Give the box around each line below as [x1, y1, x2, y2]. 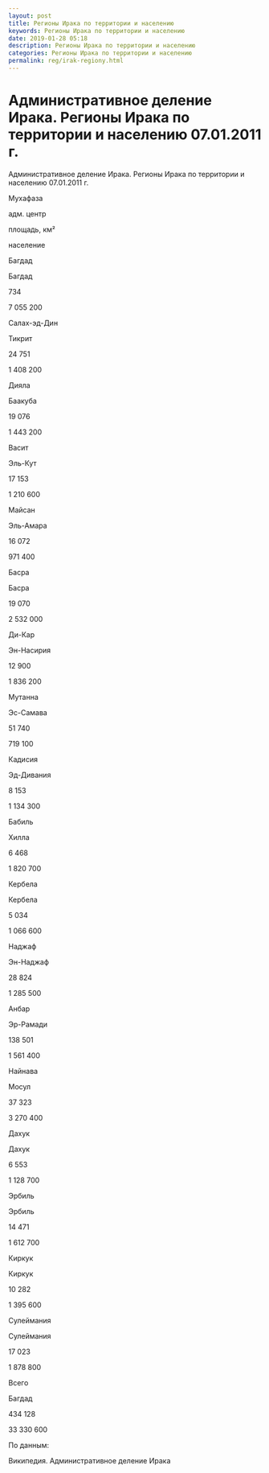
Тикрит [8, 333, 33, 343]
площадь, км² [8, 224, 56, 234]
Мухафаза [8, 193, 43, 203]
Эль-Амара [8, 520, 47, 530]
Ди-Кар [8, 629, 35, 640]
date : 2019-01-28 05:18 [8, 34, 88, 43]
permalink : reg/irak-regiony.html [8, 57, 124, 65]
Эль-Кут [8, 458, 37, 467]
